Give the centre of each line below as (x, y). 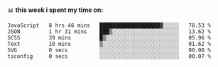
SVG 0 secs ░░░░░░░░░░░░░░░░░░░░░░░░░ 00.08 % (109, 50)
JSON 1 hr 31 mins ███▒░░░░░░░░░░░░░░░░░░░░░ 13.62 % (109, 32)
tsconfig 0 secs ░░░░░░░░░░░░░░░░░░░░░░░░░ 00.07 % (109, 56)
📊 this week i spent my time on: (55, 10)
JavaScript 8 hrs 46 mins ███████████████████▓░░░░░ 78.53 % (109, 25)
